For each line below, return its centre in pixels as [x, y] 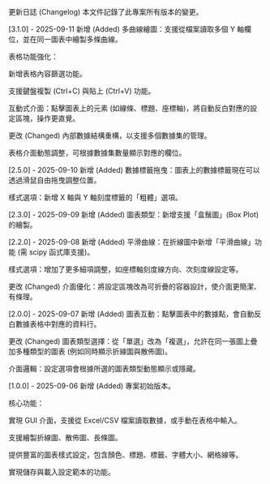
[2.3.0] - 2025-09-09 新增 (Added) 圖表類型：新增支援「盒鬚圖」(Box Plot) [134, 214]
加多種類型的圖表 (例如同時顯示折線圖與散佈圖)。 [90, 351]
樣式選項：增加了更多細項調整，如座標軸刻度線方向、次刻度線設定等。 [126, 269]
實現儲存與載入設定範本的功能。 [62, 472]
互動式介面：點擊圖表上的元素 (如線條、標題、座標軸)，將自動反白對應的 [129, 108]
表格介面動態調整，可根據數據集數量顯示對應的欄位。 [97, 153]
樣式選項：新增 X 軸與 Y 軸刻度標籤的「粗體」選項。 [95, 197]
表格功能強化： [33, 56]
